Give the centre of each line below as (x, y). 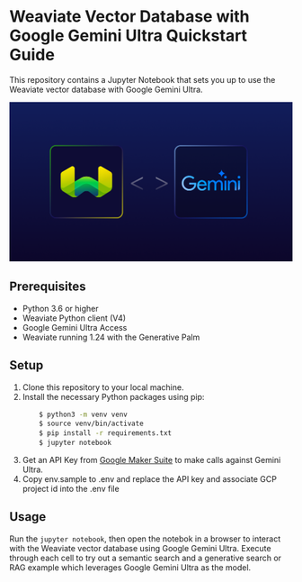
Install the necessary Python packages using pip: (113, 396)
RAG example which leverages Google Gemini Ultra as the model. (130, 567)
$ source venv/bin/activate (91, 424)
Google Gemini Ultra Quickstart (129, 36)
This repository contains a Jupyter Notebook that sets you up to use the (142, 79)
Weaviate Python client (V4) (74, 318)
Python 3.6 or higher (60, 308)
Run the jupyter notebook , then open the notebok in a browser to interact (145, 539)
